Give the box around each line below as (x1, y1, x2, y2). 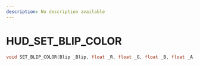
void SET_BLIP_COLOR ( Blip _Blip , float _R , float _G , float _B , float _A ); (6, 54, 198, 60)
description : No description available (6, 8, 105, 15)
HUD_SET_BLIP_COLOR (6, 34, 122, 48)
